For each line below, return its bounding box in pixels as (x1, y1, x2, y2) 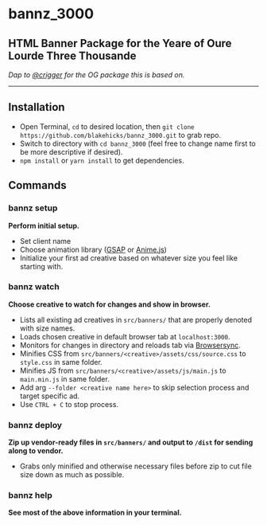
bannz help (8, 490, 53, 501)
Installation (8, 100, 65, 114)
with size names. (19, 323, 75, 333)
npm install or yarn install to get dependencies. (19, 155, 184, 165)
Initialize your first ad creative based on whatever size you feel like (19, 253, 238, 263)
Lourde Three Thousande (8, 49, 137, 62)
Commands (8, 178, 68, 192)
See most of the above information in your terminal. (8, 507, 182, 518)
